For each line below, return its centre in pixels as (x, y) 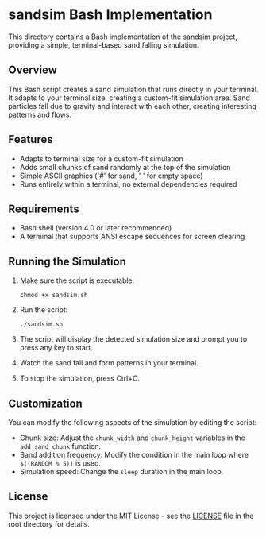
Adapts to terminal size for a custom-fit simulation (102, 158)
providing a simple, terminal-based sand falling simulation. (104, 44)
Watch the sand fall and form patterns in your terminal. (109, 363)
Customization (46, 403)
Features (31, 139)
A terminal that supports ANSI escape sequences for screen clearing (132, 237)
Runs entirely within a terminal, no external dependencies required (128, 184)
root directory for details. (49, 524)
